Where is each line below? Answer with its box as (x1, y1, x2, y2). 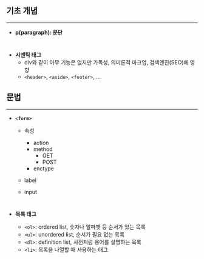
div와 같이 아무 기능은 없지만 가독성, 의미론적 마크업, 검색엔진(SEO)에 (24, 59, 189, 66)
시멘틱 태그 (15, 51, 41, 58)
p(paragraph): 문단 (15, 29, 63, 36)
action (33, 139, 49, 146)
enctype (33, 164, 55, 172)
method (33, 145, 53, 153)
